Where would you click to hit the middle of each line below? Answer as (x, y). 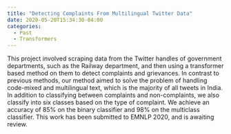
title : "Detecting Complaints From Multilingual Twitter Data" (100, 13)
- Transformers (35, 39)
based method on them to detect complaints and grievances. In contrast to (113, 74)
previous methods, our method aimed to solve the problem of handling (107, 80)
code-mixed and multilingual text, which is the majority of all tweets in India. (115, 88)
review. (17, 124)
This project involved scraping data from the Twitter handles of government (114, 58)
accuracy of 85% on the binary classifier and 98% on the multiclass (103, 110)
